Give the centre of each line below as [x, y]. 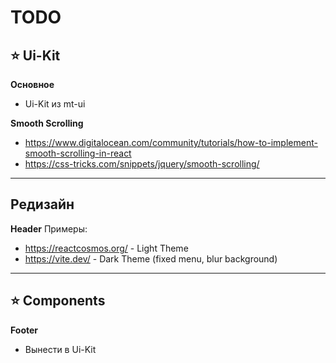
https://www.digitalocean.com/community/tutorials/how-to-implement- [171, 142]
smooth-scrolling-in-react [78, 153]
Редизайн [42, 204]
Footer [24, 330]
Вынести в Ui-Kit [60, 349]
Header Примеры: [49, 228]
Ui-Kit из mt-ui [55, 104]
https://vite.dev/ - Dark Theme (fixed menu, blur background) [151, 258]
